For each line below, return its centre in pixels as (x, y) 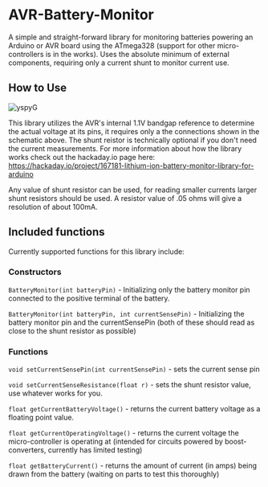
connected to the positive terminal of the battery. (89, 298)
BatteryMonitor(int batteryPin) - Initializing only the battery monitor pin (129, 289)
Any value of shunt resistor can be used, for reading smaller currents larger (133, 190)
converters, (27, 450)
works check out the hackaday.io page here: (82, 157)
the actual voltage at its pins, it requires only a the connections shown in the (134, 131)
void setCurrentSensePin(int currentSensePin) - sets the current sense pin (134, 369)
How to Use (38, 88)
